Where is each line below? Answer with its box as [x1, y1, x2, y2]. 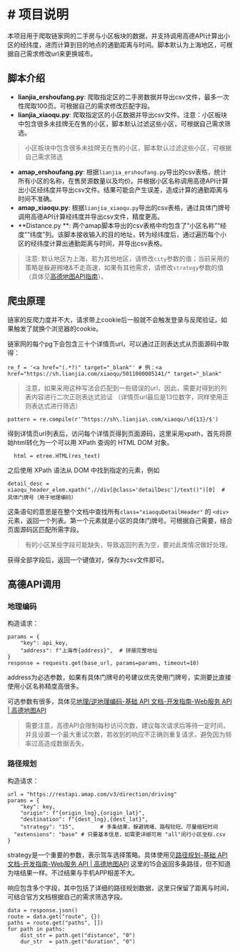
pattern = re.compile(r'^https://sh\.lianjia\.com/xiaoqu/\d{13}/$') [7, 416, 219, 423]
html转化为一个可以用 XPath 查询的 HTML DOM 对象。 [13, 438, 174, 446]
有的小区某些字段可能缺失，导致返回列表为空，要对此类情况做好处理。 [24, 540, 232, 548]
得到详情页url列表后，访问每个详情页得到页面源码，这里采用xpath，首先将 [7, 429, 226, 438]
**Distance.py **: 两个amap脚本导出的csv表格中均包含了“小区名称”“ [17, 221, 221, 229]
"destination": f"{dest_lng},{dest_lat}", [20, 816, 149, 823]
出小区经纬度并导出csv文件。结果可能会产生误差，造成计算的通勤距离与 [17, 185, 229, 194]
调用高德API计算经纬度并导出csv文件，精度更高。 [17, 212, 164, 221]
